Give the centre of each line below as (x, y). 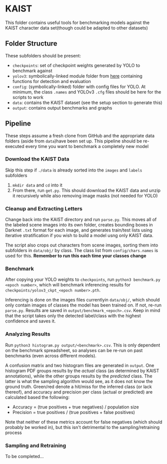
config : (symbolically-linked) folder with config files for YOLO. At (79, 86)
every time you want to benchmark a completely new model (87, 146)
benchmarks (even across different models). (51, 355)
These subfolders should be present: (43, 55)
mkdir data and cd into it (37, 185)
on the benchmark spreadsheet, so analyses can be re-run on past (74, 350)
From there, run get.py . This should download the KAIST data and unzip (86, 190)
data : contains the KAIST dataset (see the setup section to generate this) (87, 102)
